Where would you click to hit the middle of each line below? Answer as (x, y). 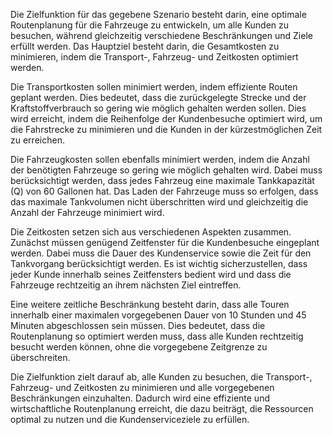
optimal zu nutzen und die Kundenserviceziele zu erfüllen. (130, 419)
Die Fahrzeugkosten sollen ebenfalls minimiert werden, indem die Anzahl (160, 159)
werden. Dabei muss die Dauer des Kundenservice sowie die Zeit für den (161, 253)
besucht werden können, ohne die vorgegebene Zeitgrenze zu (139, 347)
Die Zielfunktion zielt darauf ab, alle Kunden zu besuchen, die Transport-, (161, 377)
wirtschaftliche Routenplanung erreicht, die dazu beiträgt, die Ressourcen (162, 408)
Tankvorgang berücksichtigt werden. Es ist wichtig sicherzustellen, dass (159, 263)
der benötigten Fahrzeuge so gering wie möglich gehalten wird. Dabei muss (166, 170)
